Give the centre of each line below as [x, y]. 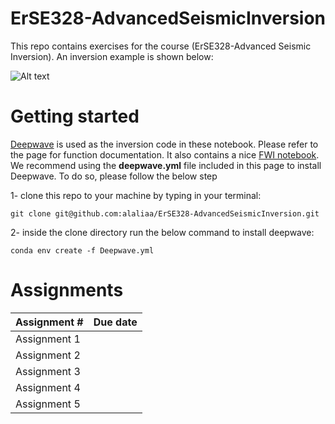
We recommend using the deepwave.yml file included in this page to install [166, 165]
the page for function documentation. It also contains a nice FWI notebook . [165, 154]
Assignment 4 [48, 387]
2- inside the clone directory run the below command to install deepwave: [162, 232]
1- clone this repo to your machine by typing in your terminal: [136, 195]
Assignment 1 [48, 339]
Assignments [67, 290]
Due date [115, 322]
